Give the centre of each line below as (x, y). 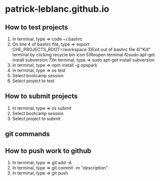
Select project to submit (36, 119)
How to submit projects (41, 96)
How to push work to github (48, 151)
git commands (27, 134)
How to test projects (37, 27)
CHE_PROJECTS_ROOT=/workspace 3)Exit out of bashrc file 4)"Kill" (81, 49)
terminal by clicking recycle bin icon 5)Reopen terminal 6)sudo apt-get (83, 55)
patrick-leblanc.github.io (57, 9)
